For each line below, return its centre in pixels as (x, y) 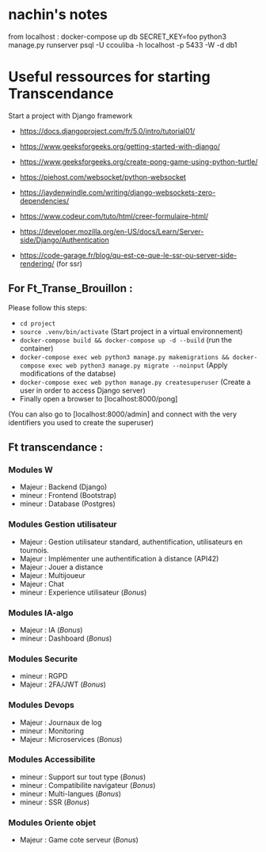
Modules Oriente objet (52, 823)
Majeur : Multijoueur (52, 575)
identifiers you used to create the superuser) (81, 422)
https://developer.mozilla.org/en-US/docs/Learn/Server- (112, 231)
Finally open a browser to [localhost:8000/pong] (99, 398)
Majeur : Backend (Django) (63, 487)
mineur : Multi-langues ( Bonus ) (70, 793)
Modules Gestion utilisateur (63, 524)
